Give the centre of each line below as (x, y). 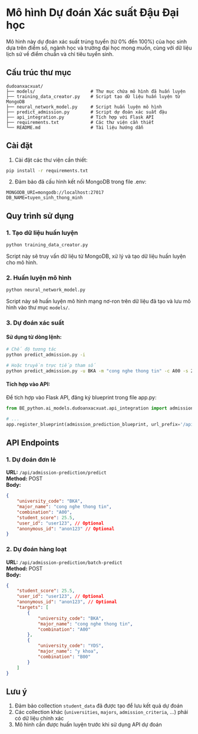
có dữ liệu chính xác (39, 718)
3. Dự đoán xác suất (35, 323)
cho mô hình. (22, 262)
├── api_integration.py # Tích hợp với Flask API (80, 117)
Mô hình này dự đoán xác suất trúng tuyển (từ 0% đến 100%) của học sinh (97, 41)
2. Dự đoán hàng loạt (36, 549)
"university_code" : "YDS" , (71, 646)
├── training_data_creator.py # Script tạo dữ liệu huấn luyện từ (93, 96)
